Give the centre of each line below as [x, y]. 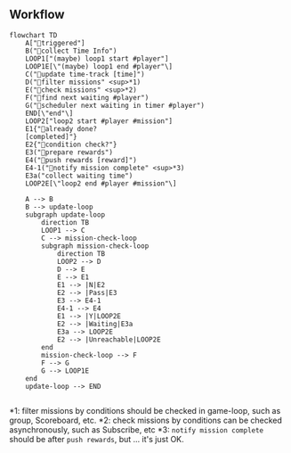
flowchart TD [33, 35]
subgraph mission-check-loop [95, 246]
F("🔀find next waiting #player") [87, 97]
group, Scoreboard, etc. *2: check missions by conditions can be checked [146, 420]
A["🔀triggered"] [56, 43]
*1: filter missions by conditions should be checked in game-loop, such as [145, 410]
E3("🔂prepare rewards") [69, 152]
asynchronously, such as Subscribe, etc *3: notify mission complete [137, 429]
